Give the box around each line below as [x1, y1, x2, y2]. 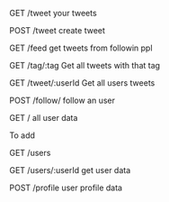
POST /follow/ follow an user [9, 95, 115, 106]
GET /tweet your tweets [9, 8, 97, 18]
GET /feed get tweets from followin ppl [9, 42, 153, 53]
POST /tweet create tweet [9, 25, 106, 35]
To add [9, 130, 36, 141]
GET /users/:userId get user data [9, 165, 131, 175]
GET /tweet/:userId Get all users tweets [9, 78, 156, 88]
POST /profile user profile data [9, 182, 123, 193]
